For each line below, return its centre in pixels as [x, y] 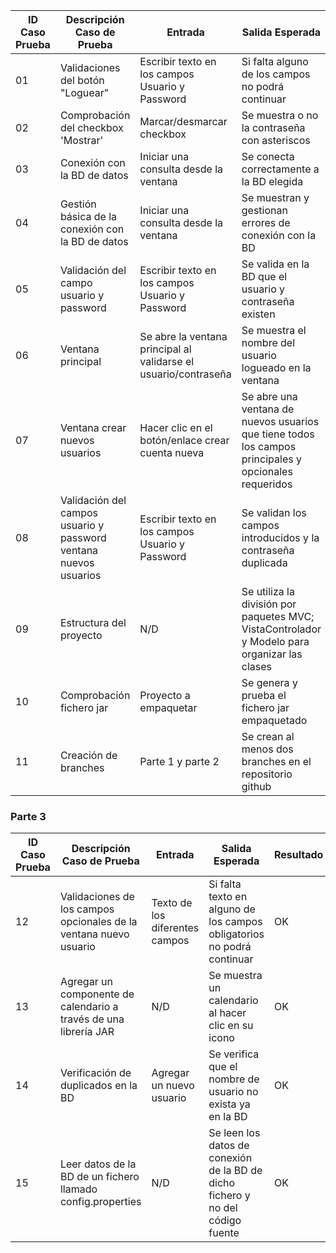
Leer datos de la [98, 1164]
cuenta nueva [172, 452]
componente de [97, 994]
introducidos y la [280, 537]
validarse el [167, 361]
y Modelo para [275, 641]
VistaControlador [281, 629]
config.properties [100, 1202]
